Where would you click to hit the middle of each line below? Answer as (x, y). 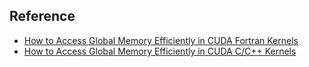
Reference (42, 16)
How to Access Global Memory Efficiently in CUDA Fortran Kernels (161, 40)
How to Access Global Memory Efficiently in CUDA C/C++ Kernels (160, 51)
